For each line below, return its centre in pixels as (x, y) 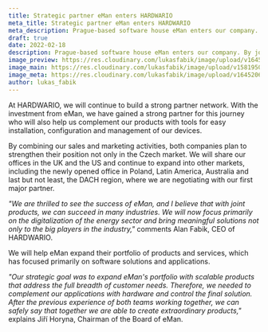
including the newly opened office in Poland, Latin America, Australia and (128, 171)
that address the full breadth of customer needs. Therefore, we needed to (130, 285)
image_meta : (28, 75)
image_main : (28, 68)
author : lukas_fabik (43, 82)
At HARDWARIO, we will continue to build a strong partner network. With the (133, 105)
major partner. (32, 188)
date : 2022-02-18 (37, 45)
